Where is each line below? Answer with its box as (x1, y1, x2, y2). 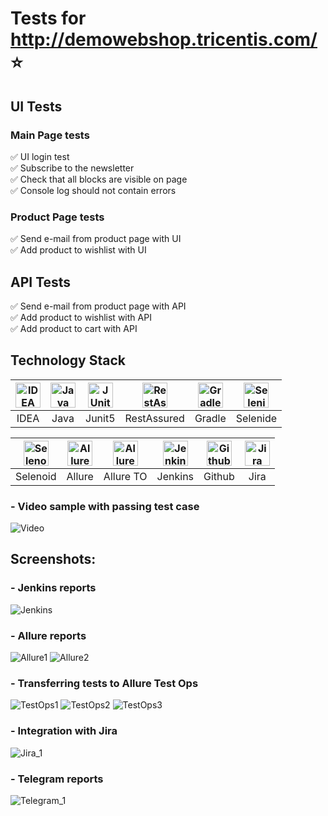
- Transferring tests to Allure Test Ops (10, 677, 199, 690)
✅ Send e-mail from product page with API (10, 300, 187, 312)
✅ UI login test (10, 150, 70, 162)
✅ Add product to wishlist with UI (10, 244, 147, 256)
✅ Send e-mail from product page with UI (10, 233, 182, 245)
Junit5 (85, 411, 116, 425)
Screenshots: (10, 551, 97, 568)
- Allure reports (10, 628, 87, 642)
